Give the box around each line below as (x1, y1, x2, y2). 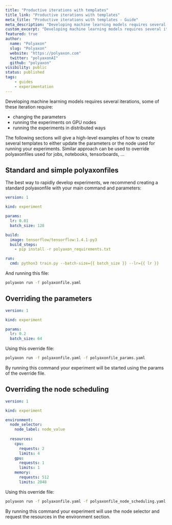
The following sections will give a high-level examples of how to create (5, 134, 155, 141)
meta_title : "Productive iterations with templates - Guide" (5, 17, 139, 22)
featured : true (5, 31, 38, 37)
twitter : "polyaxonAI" (10, 55, 58, 61)
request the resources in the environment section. (5, 513, 111, 520)
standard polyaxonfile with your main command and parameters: (5, 185, 142, 191)
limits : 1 (18, 465, 40, 470)
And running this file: (5, 270, 50, 276)
